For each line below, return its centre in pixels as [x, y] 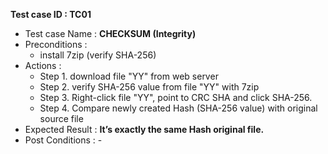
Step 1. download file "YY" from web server [129, 76]
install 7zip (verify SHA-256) [98, 55]
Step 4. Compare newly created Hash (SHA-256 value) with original [178, 108]
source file [61, 118]
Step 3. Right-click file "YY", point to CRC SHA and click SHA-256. [176, 97]
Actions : [43, 65]
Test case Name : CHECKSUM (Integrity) [110, 33]
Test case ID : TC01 [51, 14]
